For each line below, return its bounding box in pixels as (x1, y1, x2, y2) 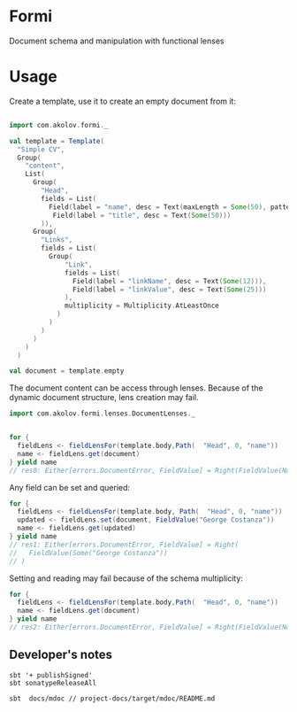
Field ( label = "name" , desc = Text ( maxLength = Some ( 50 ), (48, 202, 267, 212)
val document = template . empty (9, 367, 125, 375)
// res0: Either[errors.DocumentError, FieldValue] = (9, 466, 212, 475)
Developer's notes (9, 647, 113, 662)
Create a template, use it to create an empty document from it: (9, 96, 237, 106)
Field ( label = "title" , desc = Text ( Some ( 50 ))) (52, 211, 232, 220)
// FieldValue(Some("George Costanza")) (9, 548, 168, 557)
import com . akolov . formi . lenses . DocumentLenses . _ (9, 409, 196, 418)
